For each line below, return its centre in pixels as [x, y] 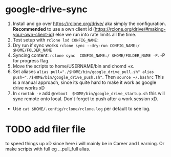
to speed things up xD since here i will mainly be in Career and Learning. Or [85, 143]
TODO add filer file [46, 129]
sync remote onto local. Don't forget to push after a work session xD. [85, 99]
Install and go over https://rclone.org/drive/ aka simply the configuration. [89, 24]
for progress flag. [31, 60]
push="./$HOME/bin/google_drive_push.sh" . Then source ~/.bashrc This [88, 77]
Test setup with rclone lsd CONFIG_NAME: [56, 40]
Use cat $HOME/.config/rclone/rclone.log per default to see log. [81, 108]
